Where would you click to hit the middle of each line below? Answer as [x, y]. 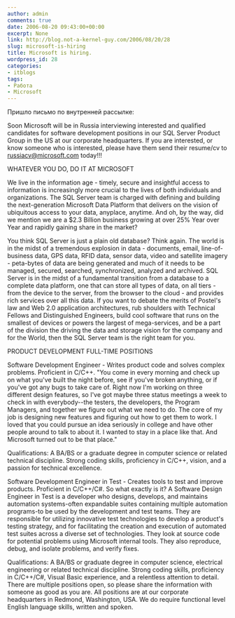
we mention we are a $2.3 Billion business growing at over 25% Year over [113, 220]
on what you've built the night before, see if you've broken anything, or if [112, 380]
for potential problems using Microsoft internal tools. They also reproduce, [114, 542]
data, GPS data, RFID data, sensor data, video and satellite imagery [131, 256]
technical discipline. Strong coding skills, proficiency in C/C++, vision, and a [117, 461]
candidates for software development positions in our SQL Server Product [114, 133]
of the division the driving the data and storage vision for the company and [115, 330]
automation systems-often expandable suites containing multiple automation [117, 504]
